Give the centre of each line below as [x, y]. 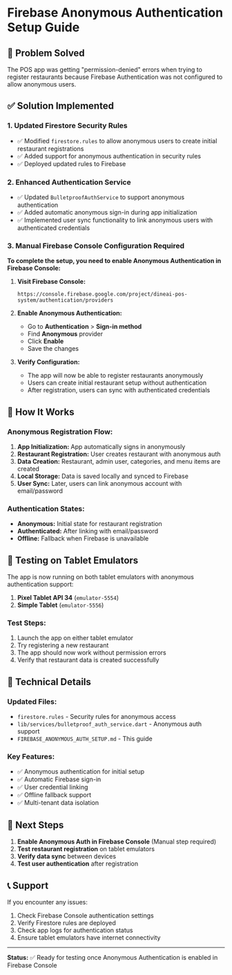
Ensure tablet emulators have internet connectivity [89, 937]
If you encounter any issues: [48, 902]
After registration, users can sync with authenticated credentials [119, 390]
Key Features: [31, 756]
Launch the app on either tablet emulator [75, 638]
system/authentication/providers [65, 300]
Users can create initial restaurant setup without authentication [117, 383]
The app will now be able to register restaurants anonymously [115, 376]
